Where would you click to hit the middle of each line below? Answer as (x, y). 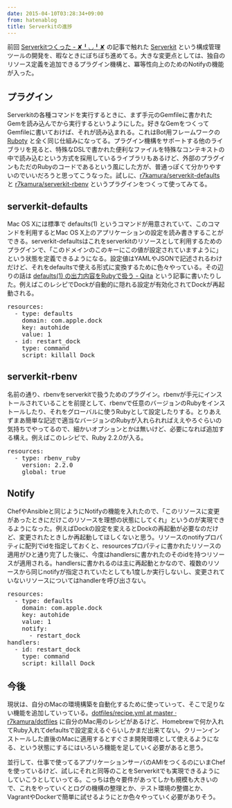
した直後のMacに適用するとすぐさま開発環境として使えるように (122, 739)
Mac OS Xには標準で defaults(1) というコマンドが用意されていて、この (108, 224)
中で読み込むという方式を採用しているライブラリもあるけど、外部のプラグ (113, 158)
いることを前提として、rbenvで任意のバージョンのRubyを (125, 403)
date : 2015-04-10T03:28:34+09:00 (55, 14)
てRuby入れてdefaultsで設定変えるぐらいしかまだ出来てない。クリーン (108, 730)
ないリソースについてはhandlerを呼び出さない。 (81, 580)
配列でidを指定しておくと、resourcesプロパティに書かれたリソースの (123, 546)
